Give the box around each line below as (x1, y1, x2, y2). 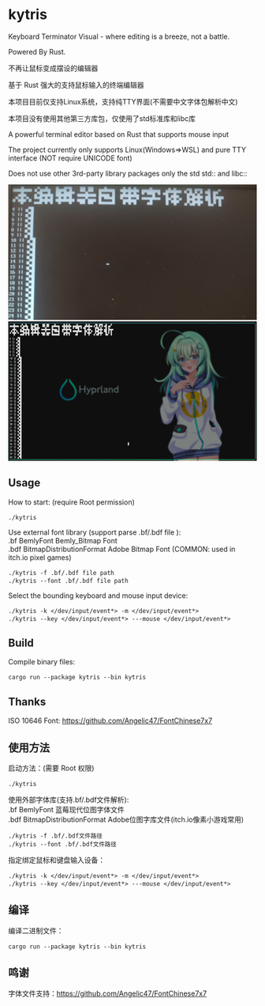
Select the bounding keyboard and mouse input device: (8, 591, 188, 600)
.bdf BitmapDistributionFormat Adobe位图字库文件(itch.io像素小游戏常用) (8, 815, 244, 824)
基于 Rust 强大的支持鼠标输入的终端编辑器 (8, 80, 144, 89)
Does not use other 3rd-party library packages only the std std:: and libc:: (8, 168, 248, 178)
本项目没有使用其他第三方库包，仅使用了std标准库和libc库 (8, 113, 196, 123)
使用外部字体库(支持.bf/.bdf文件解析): (8, 795, 129, 804)
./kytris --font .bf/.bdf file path (8, 577, 129, 584)
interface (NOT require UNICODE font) (8, 153, 132, 163)
